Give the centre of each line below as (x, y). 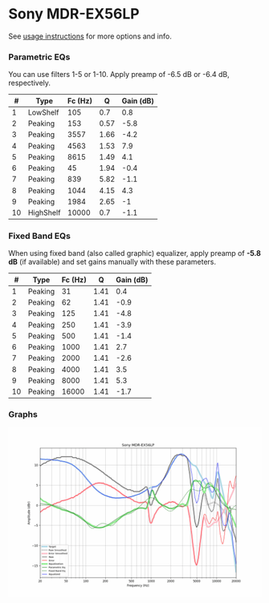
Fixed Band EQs (39, 236)
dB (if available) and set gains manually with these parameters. (112, 262)
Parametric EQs (39, 57)
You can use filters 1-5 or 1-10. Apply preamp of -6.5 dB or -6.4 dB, (119, 75)
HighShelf (44, 212)
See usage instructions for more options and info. (90, 36)
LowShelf (43, 112)
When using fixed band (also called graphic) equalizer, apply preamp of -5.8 (134, 253)
